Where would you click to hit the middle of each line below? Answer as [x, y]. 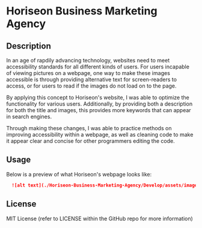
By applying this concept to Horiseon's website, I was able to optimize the [98, 97]
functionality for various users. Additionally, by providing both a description [99, 104]
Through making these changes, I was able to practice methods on [89, 128]
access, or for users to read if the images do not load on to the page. [91, 86]
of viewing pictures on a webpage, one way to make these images [88, 73]
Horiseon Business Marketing [82, 11]
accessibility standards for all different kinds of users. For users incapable [98, 67]
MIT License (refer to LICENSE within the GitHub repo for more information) [100, 218]
